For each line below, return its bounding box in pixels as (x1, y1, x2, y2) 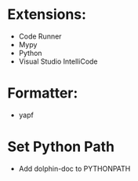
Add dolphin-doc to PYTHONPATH (18, 164, 131, 173)
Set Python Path (7, 138, 115, 156)
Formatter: (7, 84, 78, 102)
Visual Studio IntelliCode (18, 57, 99, 66)
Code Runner (18, 31, 62, 41)
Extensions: (7, 6, 87, 24)
